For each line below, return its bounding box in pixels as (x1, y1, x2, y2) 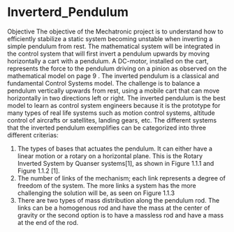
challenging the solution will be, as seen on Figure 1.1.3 (17, 189, 175, 197)
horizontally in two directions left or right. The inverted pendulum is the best (7, 93, 226, 102)
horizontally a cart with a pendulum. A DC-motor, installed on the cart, (7, 56, 209, 65)
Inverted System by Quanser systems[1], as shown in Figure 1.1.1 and (17, 159, 214, 167)
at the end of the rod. (17, 218, 79, 226)
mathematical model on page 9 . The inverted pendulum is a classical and (7, 71, 219, 80)
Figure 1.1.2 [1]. (17, 167, 61, 175)
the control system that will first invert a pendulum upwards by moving (7, 49, 210, 58)
